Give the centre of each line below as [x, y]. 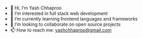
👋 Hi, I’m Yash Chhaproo [36, 8]
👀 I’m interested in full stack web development [59, 13]
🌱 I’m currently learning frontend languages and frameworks [74, 19]
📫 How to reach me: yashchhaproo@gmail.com [61, 30]
